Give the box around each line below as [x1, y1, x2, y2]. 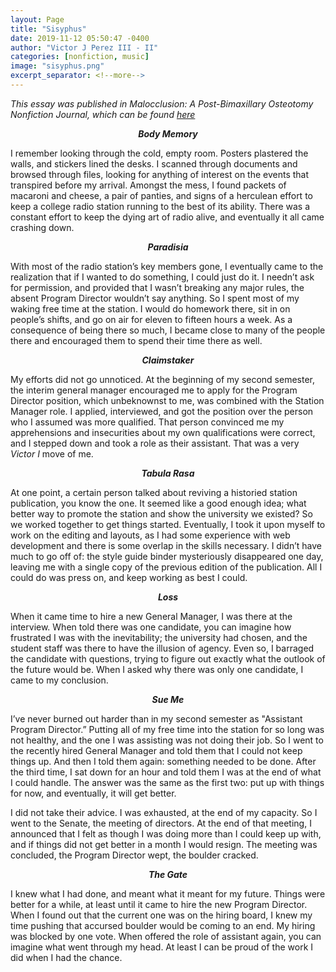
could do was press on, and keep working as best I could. [10, 571, 248, 583]
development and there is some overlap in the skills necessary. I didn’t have [10, 539, 322, 551]
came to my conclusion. [10, 674, 109, 686]
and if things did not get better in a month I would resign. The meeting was [10, 838, 318, 850]
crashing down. [10, 221, 75, 233]
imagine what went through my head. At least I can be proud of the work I [10, 941, 314, 953]
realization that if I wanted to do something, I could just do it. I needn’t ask [10, 271, 315, 283]
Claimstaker [141, 354, 195, 366]
